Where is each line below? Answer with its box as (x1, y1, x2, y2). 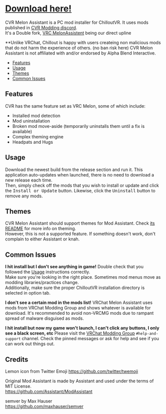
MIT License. (5, 383, 32, 389)
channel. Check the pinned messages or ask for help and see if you (22, 336, 160, 342)
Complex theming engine (12, 133, 64, 139)
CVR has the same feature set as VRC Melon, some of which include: (5, 103, 146, 109)
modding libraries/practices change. (5, 280, 79, 286)
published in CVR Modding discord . (5, 24, 78, 30)
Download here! (5, 3, 72, 14)
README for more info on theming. (5, 226, 77, 232)
